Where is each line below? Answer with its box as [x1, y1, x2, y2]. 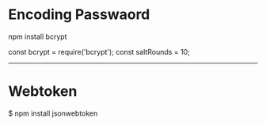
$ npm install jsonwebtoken [8, 109, 98, 118]
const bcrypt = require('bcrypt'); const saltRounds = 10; [8, 47, 190, 56]
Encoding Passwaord [8, 6, 150, 24]
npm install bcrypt [8, 32, 67, 41]
